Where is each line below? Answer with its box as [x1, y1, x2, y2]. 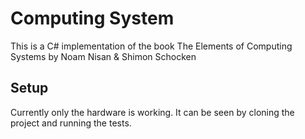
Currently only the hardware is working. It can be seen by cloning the [10, 106, 295, 118]
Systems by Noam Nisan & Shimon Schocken [10, 50, 197, 62]
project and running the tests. [10, 117, 132, 129]
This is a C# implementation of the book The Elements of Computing [10, 40, 293, 52]
